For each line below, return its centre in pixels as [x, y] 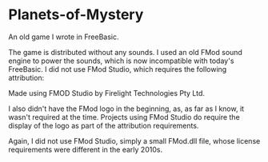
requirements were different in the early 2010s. [85, 149]
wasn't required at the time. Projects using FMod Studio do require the [124, 117]
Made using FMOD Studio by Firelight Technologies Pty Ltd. [107, 93]
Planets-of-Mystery [76, 15]
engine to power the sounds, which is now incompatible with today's [121, 61]
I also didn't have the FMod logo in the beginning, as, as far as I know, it [126, 109]
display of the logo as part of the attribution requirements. [104, 125]
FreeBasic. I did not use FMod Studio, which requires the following [118, 69]
